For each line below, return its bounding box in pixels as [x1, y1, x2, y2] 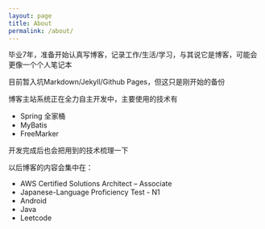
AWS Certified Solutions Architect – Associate [19, 179, 172, 189]
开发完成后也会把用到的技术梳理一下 [8, 146, 129, 156]
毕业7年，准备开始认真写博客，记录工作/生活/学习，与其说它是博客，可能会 [8, 50, 258, 60]
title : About [8, 19, 52, 27]
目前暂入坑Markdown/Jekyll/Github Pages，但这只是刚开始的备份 [8, 77, 226, 87]
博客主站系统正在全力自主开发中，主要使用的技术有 [8, 94, 178, 104]
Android [19, 196, 47, 206]
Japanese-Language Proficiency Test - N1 [19, 187, 161, 198]
